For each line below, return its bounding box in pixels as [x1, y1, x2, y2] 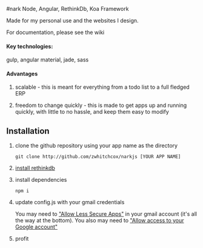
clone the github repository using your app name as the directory [15, 142, 178, 150]
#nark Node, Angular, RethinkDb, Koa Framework [6, 5, 129, 12]
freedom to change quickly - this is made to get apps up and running [15, 102, 187, 109]
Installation [6, 126, 50, 136]
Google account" [15, 223, 58, 230]
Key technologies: [6, 43, 53, 50]
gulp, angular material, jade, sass [6, 56, 89, 63]
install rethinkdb [15, 164, 56, 172]
